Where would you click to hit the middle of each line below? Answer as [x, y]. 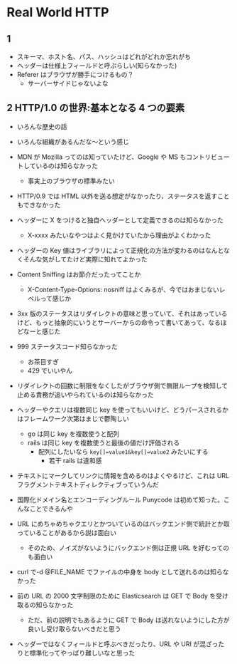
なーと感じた [42, 331]
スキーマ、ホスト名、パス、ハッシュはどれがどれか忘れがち [104, 57]
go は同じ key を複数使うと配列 [73, 434]
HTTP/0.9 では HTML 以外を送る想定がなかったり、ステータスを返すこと [123, 196]
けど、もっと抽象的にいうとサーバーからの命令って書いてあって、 [112, 322]
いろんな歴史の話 [42, 126]
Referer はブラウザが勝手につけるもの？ [75, 74]
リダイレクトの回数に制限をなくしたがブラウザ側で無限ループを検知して [122, 385]
